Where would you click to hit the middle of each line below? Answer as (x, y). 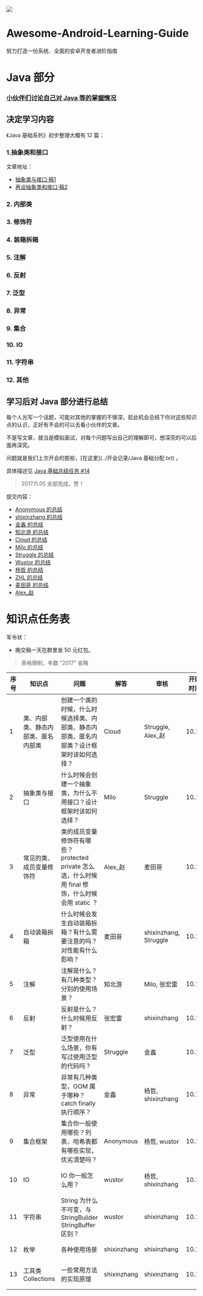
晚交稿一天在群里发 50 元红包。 (54, 650)
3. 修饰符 (19, 222)
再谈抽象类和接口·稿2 (41, 187)
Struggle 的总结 (34, 555)
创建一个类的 (79, 700)
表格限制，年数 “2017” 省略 (55, 663)
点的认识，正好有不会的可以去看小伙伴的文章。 (64, 425)
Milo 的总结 (29, 547)
